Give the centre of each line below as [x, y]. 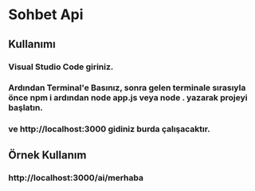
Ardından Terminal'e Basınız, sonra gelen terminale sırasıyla [127, 88]
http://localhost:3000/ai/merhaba [76, 177]
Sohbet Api [46, 15]
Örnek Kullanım [47, 155]
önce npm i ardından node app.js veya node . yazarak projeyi [128, 98]
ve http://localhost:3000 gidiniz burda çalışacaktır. [110, 129]
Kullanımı [32, 44]
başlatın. [26, 107]
